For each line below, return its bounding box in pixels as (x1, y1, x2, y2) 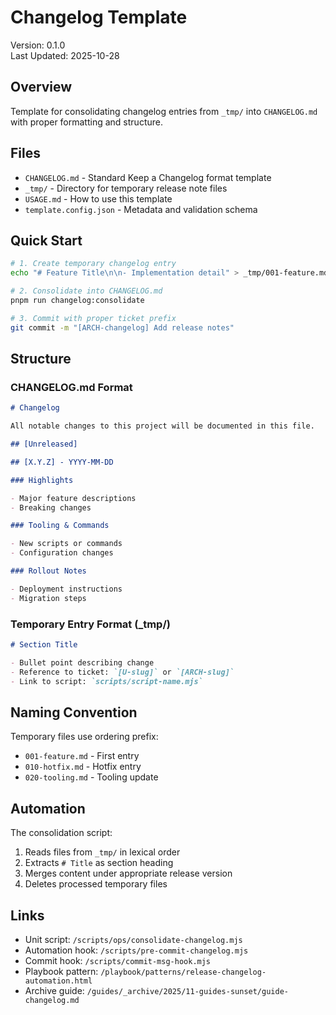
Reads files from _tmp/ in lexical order (24, 846, 181, 858)
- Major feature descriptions (10, 493, 137, 503)
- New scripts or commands (10, 539, 123, 549)
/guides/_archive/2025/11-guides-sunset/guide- (86, 986, 289, 996)
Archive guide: (24, 984, 85, 996)
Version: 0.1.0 (10, 39, 66, 51)
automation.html (24, 976, 93, 986)
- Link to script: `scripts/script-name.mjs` (10, 676, 203, 686)
